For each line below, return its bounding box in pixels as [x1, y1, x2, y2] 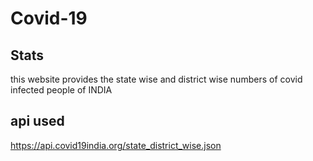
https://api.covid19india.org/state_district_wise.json [10, 139, 222, 151]
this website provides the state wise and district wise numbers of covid [10, 73, 303, 85]
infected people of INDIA [10, 84, 113, 96]
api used [10, 113, 65, 130]
